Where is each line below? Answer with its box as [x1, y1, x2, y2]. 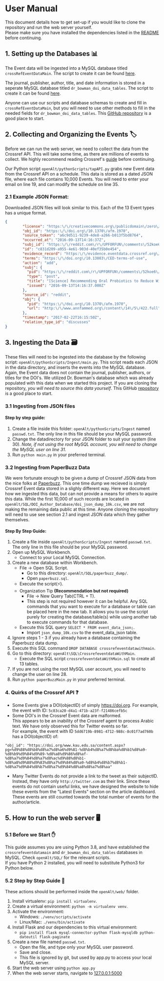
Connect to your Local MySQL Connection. [19, 555, 106, 561]
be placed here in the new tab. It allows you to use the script [26, 609, 148, 615]
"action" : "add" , [22, 260, 58, 265]
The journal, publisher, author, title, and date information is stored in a [5, 79, 145, 86]
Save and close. [19, 949, 52, 955]
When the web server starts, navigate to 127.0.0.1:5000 [12, 970, 123, 976]
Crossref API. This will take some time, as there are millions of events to [5, 151, 149, 157]
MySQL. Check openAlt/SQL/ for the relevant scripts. [5, 854, 111, 861]
